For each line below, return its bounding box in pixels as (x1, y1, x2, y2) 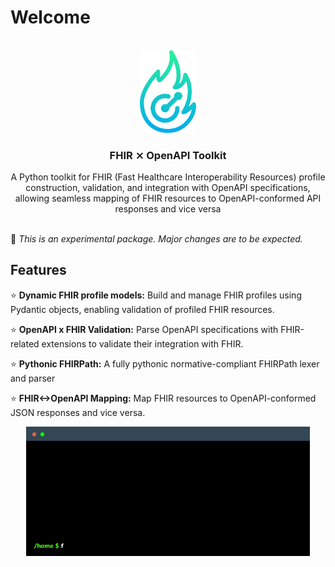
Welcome (10, 6, 91, 29)
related (10, 337, 40, 350)
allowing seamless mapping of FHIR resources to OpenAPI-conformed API (14, 192, 322, 205)
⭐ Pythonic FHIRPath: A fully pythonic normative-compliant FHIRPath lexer (10, 357, 320, 370)
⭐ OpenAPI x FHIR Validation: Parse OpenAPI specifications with (10, 323, 279, 335)
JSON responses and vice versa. (10, 406, 146, 418)
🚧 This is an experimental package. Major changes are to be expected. (10, 233, 303, 245)
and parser (10, 372, 56, 384)
